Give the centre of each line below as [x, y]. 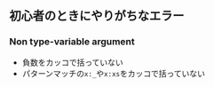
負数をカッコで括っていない [73, 62]
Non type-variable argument [72, 42]
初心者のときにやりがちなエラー [97, 16]
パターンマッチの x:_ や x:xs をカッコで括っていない [114, 73]
